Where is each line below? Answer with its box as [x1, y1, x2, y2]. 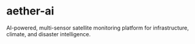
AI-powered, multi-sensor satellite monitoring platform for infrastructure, [6, 24, 189, 31]
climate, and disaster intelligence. [6, 30, 91, 37]
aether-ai [6, 4, 54, 18]
